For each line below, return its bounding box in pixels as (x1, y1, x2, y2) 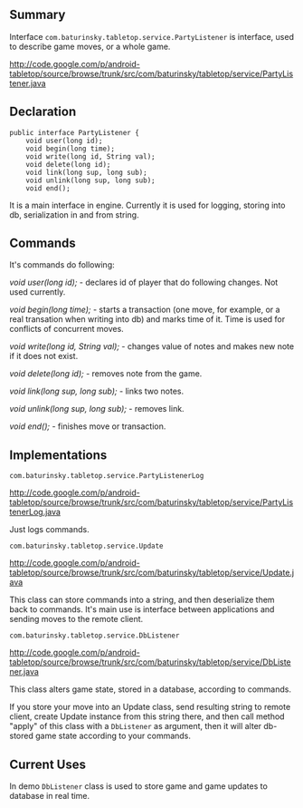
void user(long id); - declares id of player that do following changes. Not (9, 277, 279, 288)
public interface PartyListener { (9, 128, 140, 137)
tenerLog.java (9, 507, 62, 518)
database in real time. (9, 791, 90, 802)
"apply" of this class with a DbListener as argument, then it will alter (9, 721, 262, 732)
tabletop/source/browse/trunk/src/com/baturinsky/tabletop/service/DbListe (9, 657, 291, 667)
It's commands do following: (9, 259, 115, 270)
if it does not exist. (9, 351, 79, 362)
